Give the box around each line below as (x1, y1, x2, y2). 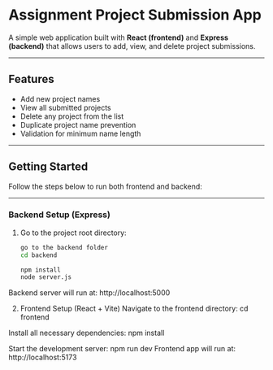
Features (8, 72, 54, 86)
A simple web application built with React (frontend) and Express (8, 33, 229, 42)
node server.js (19, 273, 72, 281)
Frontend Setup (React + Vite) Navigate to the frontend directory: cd (19, 303, 249, 314)
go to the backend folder (19, 243, 108, 251)
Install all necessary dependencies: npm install (8, 328, 165, 338)
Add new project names (19, 94, 101, 103)
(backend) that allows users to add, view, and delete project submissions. (8, 41, 256, 50)
